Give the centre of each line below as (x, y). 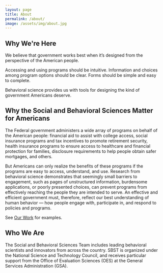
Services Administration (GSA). (36, 266)
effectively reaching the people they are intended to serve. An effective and (81, 192)
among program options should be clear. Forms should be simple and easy (81, 75)
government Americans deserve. (38, 95)
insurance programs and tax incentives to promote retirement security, (77, 140)
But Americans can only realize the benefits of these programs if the (74, 166)
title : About (18, 14)
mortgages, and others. (29, 156)
